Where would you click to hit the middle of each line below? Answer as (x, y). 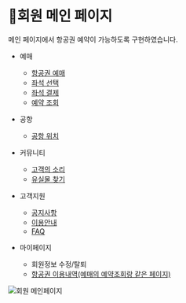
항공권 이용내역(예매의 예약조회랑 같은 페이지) (101, 274)
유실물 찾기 (48, 179)
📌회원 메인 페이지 (60, 16)
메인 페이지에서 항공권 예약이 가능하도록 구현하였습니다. (93, 39)
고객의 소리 (48, 169)
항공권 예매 (48, 72)
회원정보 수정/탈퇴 (59, 264)
